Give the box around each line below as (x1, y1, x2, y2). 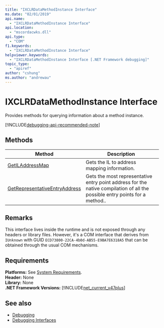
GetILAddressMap (7, 162, 49, 168)
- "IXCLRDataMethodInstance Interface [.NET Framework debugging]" (9, 57, 150, 62)
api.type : (5, 35, 25, 40)
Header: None (5, 274, 34, 281)
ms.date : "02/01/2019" (5, 12, 51, 17)
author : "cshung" (5, 71, 41, 76)
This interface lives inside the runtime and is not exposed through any (5, 226, 145, 232)
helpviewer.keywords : (5, 52, 49, 58)
